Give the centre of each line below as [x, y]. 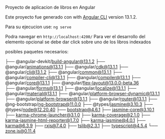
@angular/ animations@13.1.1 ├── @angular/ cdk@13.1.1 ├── [67, 67]
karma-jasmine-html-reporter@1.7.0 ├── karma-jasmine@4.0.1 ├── [75, 120]
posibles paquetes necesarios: [37, 52]
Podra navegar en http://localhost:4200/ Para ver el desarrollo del [75, 37]
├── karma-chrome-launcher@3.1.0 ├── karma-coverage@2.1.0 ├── [78, 115]
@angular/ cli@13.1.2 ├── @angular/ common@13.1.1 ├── [64, 72]
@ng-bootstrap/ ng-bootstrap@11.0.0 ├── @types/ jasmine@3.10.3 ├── [79, 104]
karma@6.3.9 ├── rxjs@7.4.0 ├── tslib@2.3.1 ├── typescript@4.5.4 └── [81, 126]
